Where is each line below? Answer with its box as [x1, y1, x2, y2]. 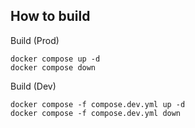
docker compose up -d [10, 54, 101, 64]
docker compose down [10, 62, 97, 73]
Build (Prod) [10, 34, 60, 46]
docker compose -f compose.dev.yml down [10, 108, 182, 118]
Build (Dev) [10, 80, 57, 92]
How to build [10, 8, 91, 25]
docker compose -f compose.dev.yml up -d [10, 99, 186, 109]
